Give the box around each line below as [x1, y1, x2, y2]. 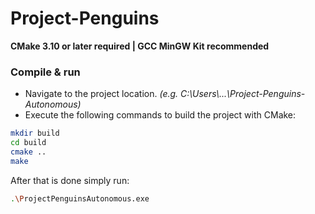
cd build [10, 138, 47, 148]
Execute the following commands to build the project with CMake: [24, 109, 297, 121]
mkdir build [10, 128, 60, 139]
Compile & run [10, 65, 81, 79]
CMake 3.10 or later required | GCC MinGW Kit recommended [10, 40, 270, 52]
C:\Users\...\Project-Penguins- [180, 88, 306, 100]
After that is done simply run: [10, 174, 130, 186]
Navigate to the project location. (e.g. [24, 88, 179, 100]
